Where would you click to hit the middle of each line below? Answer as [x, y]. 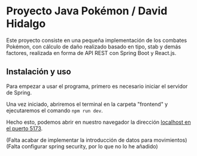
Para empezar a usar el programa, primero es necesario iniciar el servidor [97, 86]
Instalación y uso [39, 72]
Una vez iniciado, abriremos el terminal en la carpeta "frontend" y [87, 104]
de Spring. [19, 92]
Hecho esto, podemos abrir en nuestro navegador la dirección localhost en [99, 122]
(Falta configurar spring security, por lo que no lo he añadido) [82, 146]
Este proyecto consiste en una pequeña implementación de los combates [97, 40]
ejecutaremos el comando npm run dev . [54, 110]
